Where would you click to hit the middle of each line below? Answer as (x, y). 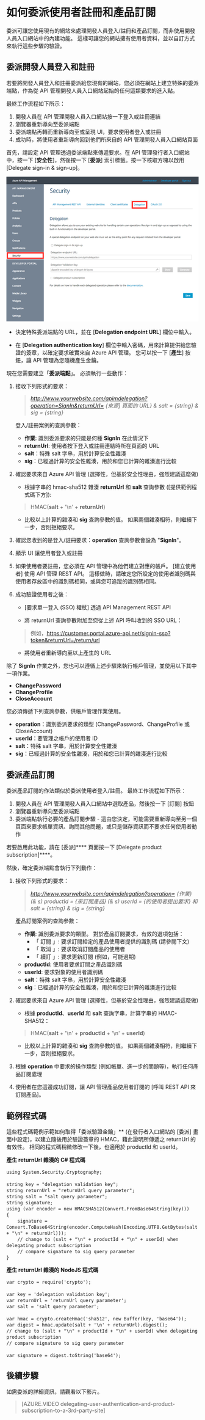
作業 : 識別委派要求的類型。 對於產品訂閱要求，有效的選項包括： (104, 934)
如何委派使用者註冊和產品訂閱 (81, 13)
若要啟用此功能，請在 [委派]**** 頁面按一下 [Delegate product (84, 847)
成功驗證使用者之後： (42, 595)
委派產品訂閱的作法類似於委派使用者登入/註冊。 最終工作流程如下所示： (96, 791)
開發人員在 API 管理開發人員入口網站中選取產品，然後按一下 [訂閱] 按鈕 (105, 803)
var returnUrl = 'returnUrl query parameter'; (67, 1301)
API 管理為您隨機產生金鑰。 (67, 360)
